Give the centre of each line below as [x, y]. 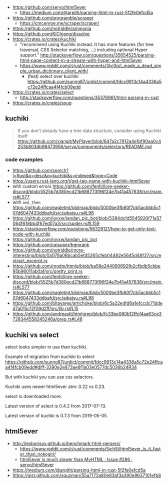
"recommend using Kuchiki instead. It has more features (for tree [87, 44]
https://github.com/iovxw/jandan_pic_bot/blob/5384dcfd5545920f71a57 [87, 218]
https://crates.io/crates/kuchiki [44, 39]
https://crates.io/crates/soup [42, 103]
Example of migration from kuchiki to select [50, 356]
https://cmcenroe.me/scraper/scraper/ [60, 23]
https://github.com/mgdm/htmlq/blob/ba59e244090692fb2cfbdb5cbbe [86, 266]
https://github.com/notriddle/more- [48, 250]
